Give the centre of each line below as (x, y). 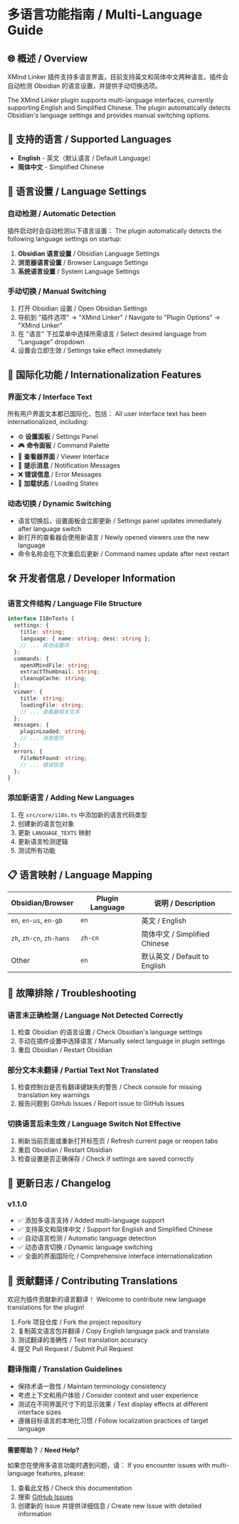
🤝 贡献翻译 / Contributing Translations (92, 1281)
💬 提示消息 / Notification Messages (69, 465)
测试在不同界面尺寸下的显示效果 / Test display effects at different (113, 1404)
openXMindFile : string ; (55, 665)
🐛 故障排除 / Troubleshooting (72, 993)
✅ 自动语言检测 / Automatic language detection (87, 1238)
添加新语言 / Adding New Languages (71, 798)
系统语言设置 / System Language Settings (79, 271)
